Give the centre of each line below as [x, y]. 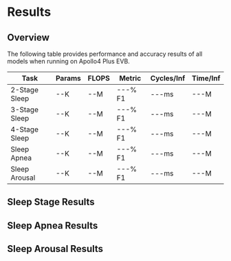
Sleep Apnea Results [53, 226]
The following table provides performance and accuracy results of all [105, 54]
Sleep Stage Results [51, 202]
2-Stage [25, 90]
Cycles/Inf [168, 78]
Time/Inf [206, 78]
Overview [29, 38]
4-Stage [25, 129]
